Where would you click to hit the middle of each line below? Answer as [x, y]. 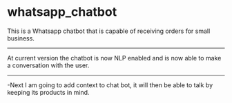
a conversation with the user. [48, 65]
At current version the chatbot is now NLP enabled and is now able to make [114, 58]
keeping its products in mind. [48, 92]
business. [21, 38]
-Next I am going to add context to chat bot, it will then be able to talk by [110, 85]
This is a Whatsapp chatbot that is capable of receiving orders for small [109, 31]
